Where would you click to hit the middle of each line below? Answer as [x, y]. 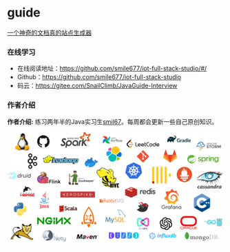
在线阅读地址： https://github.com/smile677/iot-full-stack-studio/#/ [112, 69]
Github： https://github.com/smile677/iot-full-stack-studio [99, 77]
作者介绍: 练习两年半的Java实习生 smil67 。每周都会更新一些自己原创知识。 [113, 121]
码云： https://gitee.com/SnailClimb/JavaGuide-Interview [97, 86]
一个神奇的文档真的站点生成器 [49, 32]
